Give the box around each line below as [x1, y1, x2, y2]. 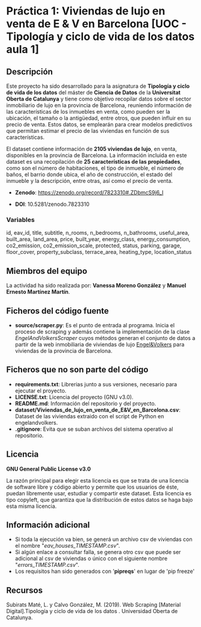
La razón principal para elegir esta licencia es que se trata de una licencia [6, 477, 189, 484]
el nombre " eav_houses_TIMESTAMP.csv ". [14, 542, 120, 549]
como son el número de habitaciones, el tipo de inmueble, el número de [6, 164, 184, 171]
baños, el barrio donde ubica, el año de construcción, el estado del [6, 171, 173, 178]
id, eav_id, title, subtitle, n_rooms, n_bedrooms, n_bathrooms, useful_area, [6, 229, 190, 236]
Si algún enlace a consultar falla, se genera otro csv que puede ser [14, 549, 181, 556]
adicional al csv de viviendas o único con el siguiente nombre [14, 555, 168, 562]
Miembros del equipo [6, 266, 87, 276]
